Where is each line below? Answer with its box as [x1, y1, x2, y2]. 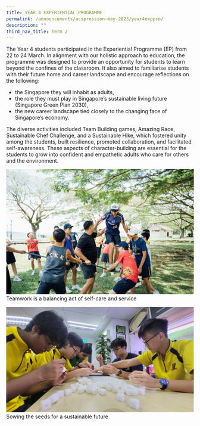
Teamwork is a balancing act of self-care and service [6, 295, 137, 302]
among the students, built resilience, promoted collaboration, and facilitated [6, 138, 192, 145]
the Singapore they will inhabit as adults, [14, 89, 114, 96]
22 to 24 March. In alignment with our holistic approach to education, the [6, 52, 185, 59]
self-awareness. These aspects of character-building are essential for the [6, 145, 187, 152]
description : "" [6, 22, 46, 28]
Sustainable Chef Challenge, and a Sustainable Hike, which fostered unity [6, 132, 187, 139]
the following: [6, 77, 40, 85]
